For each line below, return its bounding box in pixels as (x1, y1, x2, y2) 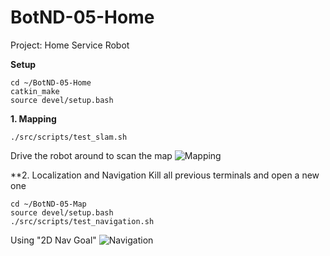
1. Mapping (10, 112, 57, 125)
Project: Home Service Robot (10, 39, 130, 51)
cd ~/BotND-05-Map (10, 199, 87, 209)
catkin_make (10, 86, 60, 96)
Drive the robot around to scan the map (10, 149, 173, 161)
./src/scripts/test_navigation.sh (10, 216, 155, 226)
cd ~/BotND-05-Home (10, 77, 92, 88)
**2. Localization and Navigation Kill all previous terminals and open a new (10, 169, 320, 181)
